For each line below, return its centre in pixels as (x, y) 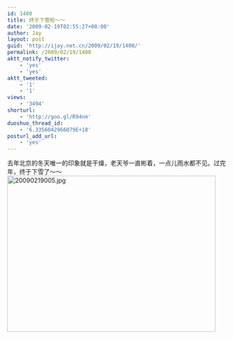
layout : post (26, 40)
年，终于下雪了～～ (35, 172)
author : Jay (24, 33)
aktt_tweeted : (28, 78)
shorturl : (21, 110)
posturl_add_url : (32, 136)
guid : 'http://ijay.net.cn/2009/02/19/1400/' (74, 46)
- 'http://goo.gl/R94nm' (55, 116)
